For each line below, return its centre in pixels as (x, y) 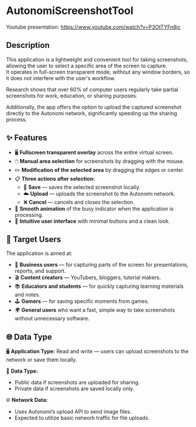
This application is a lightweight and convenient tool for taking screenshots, (97, 59)
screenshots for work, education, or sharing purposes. (72, 95)
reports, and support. (40, 271)
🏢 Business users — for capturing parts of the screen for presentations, (102, 265)
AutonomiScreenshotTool (70, 11)
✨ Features (27, 138)
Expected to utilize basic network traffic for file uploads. (82, 418)
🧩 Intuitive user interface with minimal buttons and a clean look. (92, 221)
